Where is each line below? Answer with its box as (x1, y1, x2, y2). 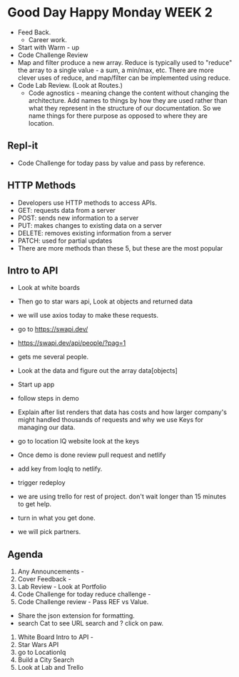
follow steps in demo (17, 394, 80, 403)
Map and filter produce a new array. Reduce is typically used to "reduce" (17, 58, 233, 66)
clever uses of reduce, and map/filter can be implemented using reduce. (17, 73, 230, 82)
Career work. (28, 35, 68, 44)
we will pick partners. (17, 528, 81, 536)
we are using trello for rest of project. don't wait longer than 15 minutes (17, 492, 227, 501)
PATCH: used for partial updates (17, 236, 113, 245)
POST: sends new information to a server (17, 214, 139, 222)
